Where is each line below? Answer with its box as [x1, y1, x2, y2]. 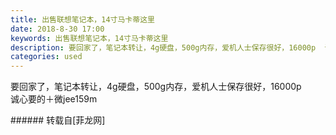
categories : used [10, 52, 83, 62]
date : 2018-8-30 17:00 [10, 24, 105, 34]
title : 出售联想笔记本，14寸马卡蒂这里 [10, 14, 155, 25]
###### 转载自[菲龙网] [10, 114, 106, 126]
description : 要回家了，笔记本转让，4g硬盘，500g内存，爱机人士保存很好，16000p [10, 42, 317, 53]
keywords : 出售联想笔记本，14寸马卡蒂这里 [10, 33, 169, 43]
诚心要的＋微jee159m [10, 93, 98, 105]
